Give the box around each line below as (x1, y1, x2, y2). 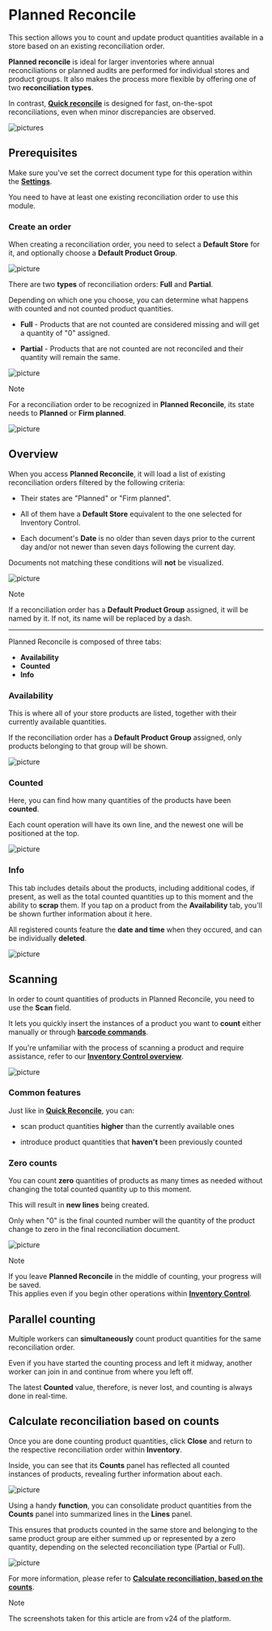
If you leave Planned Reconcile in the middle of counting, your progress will (8, 1272, 261, 1281)
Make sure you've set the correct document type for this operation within (8, 168, 253, 178)
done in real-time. (8, 1391, 68, 1401)
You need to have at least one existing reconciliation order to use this (8, 192, 239, 202)
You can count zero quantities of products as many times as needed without (8, 1176, 263, 1186)
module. (8, 200, 36, 210)
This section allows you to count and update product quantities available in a (8, 32, 264, 42)
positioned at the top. (8, 829, 79, 839)
